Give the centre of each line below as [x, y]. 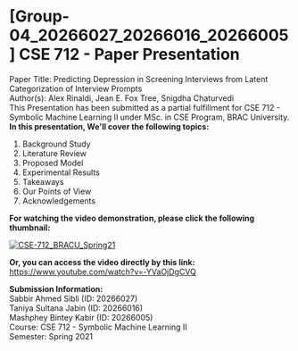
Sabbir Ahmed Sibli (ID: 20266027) [74, 298]
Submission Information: [56, 288]
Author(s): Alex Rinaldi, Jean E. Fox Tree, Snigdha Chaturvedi [122, 98]
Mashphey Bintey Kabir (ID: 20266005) [81, 317]
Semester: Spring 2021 [51, 336]
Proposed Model [53, 163]
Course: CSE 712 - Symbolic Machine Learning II [98, 327]
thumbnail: [30, 227]
